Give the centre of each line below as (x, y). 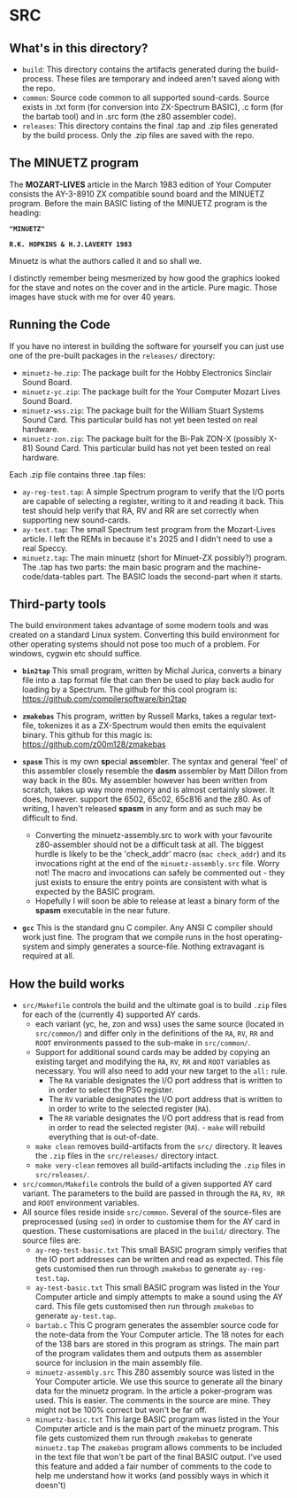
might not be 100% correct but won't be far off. (121, 1410)
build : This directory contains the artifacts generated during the (138, 69)
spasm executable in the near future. (103, 911)
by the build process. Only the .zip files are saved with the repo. (138, 135)
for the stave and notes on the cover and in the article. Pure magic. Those (143, 287)
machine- (244, 567)
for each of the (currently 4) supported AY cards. (111, 1014)
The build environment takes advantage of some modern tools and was (139, 625)
